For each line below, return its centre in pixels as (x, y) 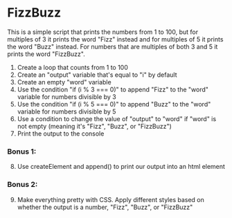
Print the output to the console (61, 134)
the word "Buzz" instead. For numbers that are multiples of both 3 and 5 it (113, 46)
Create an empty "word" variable (64, 82)
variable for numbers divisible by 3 (66, 97)
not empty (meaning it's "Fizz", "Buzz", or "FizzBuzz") (94, 126)
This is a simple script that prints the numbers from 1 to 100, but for (103, 32)
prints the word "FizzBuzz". (46, 54)
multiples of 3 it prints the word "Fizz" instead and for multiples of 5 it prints (115, 39)
